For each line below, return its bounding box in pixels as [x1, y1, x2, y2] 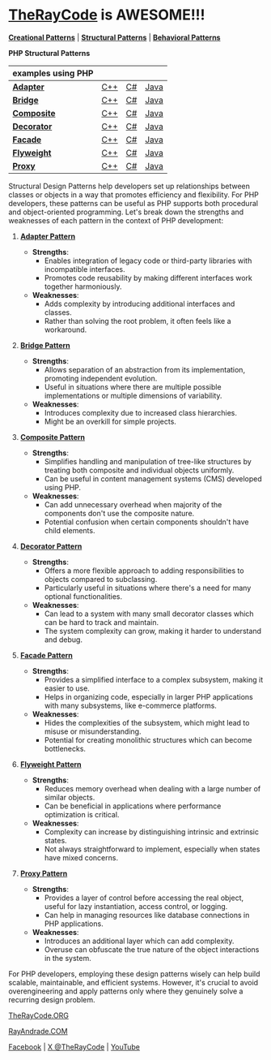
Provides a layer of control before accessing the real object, [44, 893, 244, 903]
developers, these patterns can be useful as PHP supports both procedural [8, 198, 259, 208]
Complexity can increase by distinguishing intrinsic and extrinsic [44, 826, 259, 837]
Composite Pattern [19, 432, 86, 442]
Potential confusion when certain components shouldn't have [44, 517, 249, 527]
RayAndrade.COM [8, 1026, 68, 1036]
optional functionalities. [44, 591, 123, 601]
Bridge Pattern [19, 340, 70, 350]
